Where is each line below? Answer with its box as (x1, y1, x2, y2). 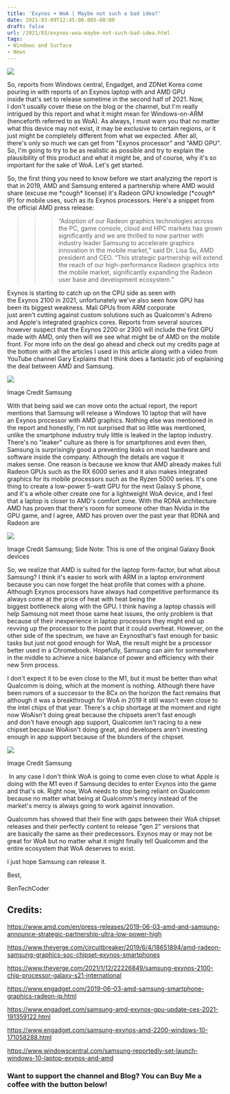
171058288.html (7, 1033, 52, 1041)
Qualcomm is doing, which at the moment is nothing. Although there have (7, 681, 215, 690)
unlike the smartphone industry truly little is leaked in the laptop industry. (7, 431, 213, 439)
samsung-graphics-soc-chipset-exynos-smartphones (7, 950, 160, 958)
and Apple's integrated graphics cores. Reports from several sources (7, 318, 203, 326)
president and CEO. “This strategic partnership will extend (58, 253, 223, 262)
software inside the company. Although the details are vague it (7, 453, 184, 461)
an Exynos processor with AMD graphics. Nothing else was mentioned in (7, 416, 214, 424)
